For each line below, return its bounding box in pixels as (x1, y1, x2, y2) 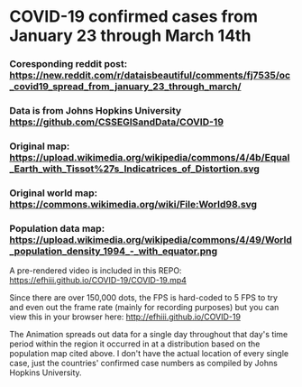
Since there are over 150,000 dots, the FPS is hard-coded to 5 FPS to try (9, 292, 278, 303)
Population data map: (9, 222, 105, 235)
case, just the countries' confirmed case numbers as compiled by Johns (9, 358, 278, 369)
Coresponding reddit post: (9, 58, 128, 70)
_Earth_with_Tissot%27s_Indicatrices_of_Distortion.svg (9, 162, 260, 175)
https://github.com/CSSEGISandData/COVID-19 (9, 115, 224, 128)
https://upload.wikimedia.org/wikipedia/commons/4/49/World (9, 233, 293, 245)
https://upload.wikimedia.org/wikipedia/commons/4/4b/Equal (9, 151, 290, 163)
